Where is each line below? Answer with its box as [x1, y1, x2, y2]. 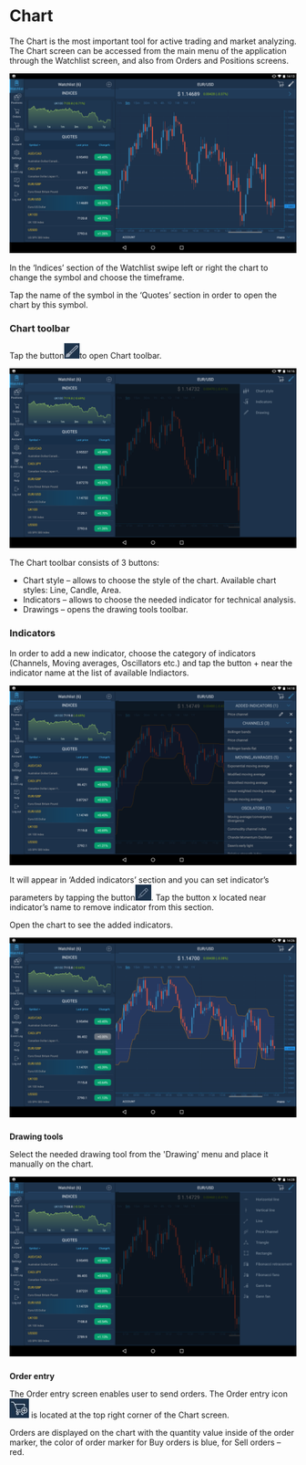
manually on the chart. [9, 1158, 94, 1169]
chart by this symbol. [9, 298, 88, 310]
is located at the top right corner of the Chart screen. [30, 1409, 229, 1420]
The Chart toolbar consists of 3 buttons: [9, 558, 159, 569]
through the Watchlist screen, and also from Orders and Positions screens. [9, 55, 290, 66]
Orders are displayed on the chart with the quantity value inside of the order [9, 1428, 294, 1439]
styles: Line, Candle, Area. [22, 585, 121, 596]
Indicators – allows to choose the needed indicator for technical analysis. [22, 594, 297, 605]
